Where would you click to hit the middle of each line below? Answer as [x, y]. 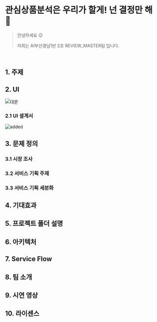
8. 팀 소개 [19, 277]
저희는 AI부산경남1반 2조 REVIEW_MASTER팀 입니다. [68, 45]
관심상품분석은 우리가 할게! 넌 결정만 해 [79, 10]
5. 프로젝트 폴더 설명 [34, 224]
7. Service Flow [29, 259]
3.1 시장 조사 [19, 159]
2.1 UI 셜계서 [19, 116]
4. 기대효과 [21, 205]
